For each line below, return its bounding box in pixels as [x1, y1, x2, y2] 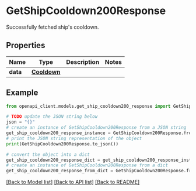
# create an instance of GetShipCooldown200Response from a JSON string [6, 125, 187, 131]
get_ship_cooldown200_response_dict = [6, 157, 100, 163]
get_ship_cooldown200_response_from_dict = [6, 168, 114, 174]
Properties [6, 40, 45, 50]
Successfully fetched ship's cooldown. [6, 23, 99, 30]
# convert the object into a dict [6, 151, 90, 158]
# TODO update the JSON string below [6, 114, 98, 120]
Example [6, 88, 38, 98]
